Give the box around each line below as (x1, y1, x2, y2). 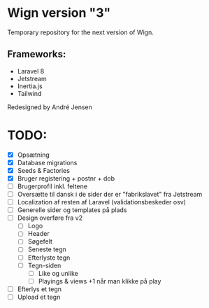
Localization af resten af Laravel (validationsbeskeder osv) (17, 198, 187, 206)
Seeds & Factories (17, 166, 70, 174)
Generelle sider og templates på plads (17, 206, 127, 214)
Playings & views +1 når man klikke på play (38, 276, 161, 285)
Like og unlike (38, 269, 78, 277)
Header (27, 230, 50, 238)
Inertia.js (17, 82, 43, 90)
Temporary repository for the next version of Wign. (7, 28, 154, 36)
